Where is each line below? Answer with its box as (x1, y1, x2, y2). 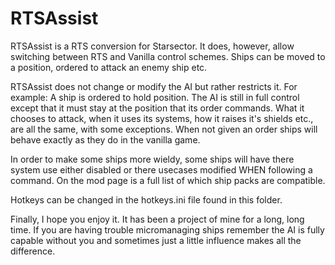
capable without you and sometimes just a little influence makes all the (10, 234, 302, 246)
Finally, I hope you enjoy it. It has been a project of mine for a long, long (10, 213, 305, 225)
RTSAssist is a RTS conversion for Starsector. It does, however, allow (10, 40, 295, 52)
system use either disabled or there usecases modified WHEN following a (10, 163, 313, 176)
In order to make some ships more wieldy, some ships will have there (10, 153, 295, 165)
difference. (10, 245, 56, 257)
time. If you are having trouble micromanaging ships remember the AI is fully (10, 223, 325, 236)
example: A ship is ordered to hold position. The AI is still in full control (10, 91, 300, 103)
